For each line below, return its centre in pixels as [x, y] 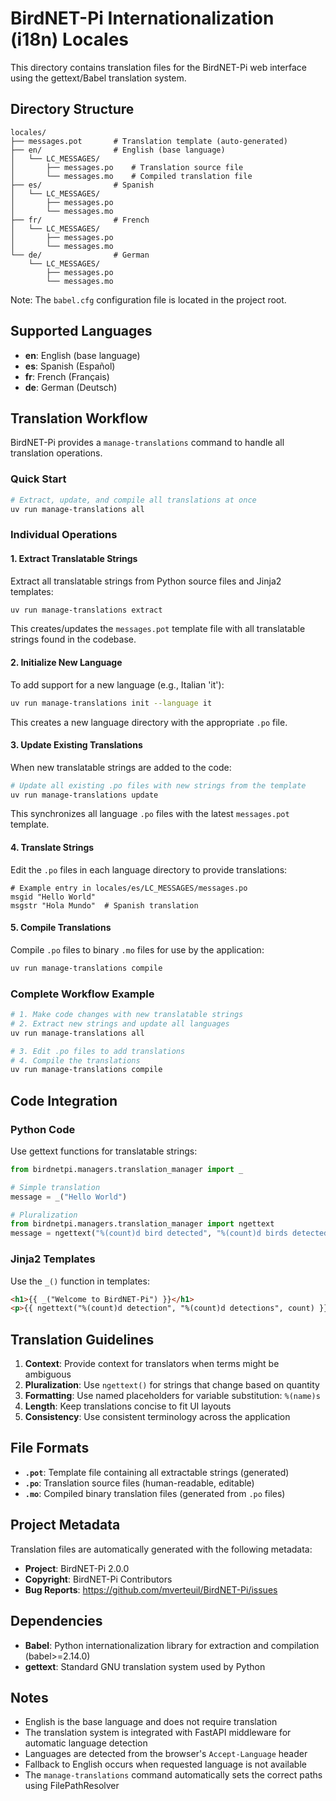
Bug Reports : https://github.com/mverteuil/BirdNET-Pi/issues [151, 1589]
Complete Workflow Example [82, 994]
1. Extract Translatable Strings [74, 558]
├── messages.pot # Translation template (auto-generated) [149, 141]
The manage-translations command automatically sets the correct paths [173, 1775]
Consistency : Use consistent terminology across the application [157, 1417]
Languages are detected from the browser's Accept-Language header [166, 1754]
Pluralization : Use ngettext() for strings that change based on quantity [172, 1385]
